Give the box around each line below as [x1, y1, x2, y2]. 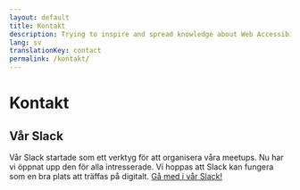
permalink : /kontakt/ [9, 54, 90, 63]
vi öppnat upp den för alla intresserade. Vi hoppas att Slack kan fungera [9, 161, 274, 172]
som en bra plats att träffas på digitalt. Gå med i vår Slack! [9, 171, 223, 181]
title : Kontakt [9, 21, 66, 30]
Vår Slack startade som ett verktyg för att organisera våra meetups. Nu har [9, 153, 284, 162]
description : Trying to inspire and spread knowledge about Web [9, 29, 254, 38]
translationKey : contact [9, 46, 102, 55]
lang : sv [9, 37, 42, 47]
